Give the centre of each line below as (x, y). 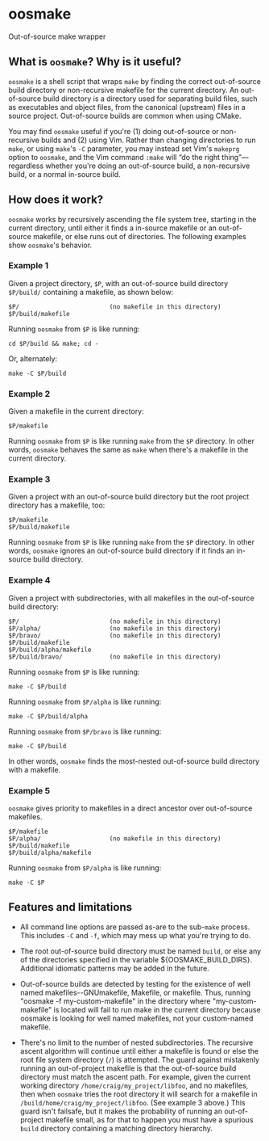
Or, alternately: (33, 358)
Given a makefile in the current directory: (77, 411)
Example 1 (29, 266)
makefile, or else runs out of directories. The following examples (140, 236)
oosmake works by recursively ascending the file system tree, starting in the (132, 219)
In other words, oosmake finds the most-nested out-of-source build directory (134, 761)
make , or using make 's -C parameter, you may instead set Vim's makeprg (124, 148)
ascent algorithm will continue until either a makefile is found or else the (139, 1050)
